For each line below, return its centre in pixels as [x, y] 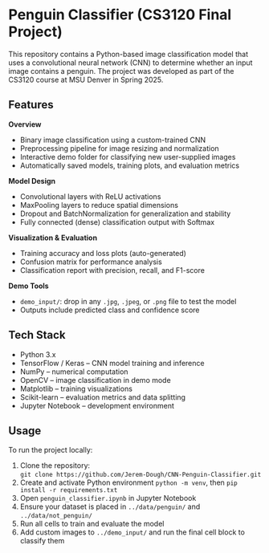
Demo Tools [29, 286]
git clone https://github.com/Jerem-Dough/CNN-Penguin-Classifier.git [141, 475]
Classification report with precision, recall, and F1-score [112, 270]
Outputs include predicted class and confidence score [110, 310]
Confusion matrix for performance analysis [91, 262]
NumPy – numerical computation [74, 372]
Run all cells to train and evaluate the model [92, 524]
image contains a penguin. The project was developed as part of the [121, 71]
